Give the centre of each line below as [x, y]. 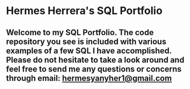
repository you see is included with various [86, 41]
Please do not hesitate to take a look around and [95, 60]
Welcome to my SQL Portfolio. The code [80, 32]
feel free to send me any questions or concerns [94, 69]
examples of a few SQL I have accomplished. [89, 51]
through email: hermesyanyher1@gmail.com [89, 78]
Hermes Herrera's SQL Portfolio [84, 11]
